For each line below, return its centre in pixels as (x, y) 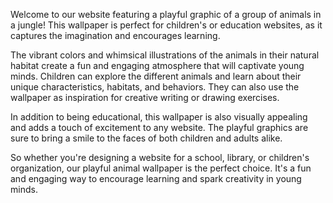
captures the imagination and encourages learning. (115, 35)
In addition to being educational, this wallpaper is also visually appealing (159, 117)
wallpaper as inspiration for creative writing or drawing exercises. (145, 97)
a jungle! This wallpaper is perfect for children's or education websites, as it (166, 25)
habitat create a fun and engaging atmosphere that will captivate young (157, 65)
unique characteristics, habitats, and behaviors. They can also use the (155, 87)
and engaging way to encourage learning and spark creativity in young (156, 178)
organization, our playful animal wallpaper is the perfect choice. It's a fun (161, 168)
